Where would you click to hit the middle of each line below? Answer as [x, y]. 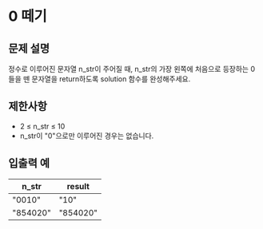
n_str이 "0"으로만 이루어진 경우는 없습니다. [87, 136]
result [78, 186]
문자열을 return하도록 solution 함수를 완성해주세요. [111, 79]
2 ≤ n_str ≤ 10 [42, 126]
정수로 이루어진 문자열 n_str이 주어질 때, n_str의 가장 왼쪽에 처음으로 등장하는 [129, 69]
